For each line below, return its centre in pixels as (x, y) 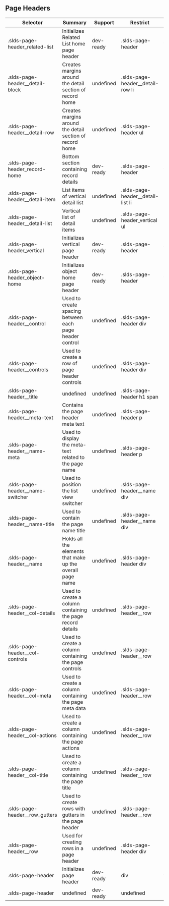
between (72, 317)
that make (74, 557)
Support (104, 22)
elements (73, 551)
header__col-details (31, 613)
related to (73, 457)
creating (72, 842)
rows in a (73, 848)
